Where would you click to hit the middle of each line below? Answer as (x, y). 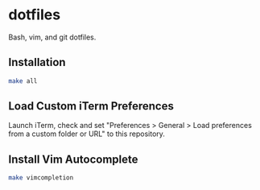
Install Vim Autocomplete (73, 159)
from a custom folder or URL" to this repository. (87, 134)
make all (23, 81)
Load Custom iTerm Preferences (91, 106)
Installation (37, 62)
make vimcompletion (41, 178)
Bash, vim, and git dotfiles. (52, 37)
